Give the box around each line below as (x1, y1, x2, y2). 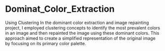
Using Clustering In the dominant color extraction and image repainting (5, 20, 149, 25)
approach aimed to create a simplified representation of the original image (5, 35, 156, 41)
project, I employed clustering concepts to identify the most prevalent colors (5, 25, 160, 30)
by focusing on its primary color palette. (5, 40, 86, 46)
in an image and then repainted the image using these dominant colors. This (5, 30, 160, 36)
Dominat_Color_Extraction (5, 3, 115, 15)
